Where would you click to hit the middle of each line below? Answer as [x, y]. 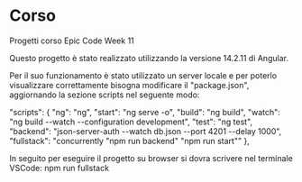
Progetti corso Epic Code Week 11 [72, 41]
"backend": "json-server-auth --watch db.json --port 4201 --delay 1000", [146, 131]
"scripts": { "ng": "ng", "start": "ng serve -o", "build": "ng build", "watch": [145, 112]
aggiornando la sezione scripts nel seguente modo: [105, 95]
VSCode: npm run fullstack [59, 168]
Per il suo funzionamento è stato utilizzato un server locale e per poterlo [143, 75]
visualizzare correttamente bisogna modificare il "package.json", [129, 85]
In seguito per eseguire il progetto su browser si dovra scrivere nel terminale [151, 158]
